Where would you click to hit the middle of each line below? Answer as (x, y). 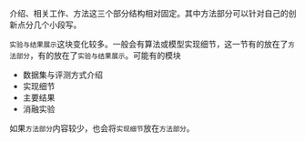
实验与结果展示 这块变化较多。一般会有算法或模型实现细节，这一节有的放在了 (149, 44)
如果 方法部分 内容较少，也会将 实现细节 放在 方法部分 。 (102, 128)
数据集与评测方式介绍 (62, 75)
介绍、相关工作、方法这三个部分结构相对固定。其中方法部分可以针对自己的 (149, 13)
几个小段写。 (57, 25)
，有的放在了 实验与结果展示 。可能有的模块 (105, 56)
